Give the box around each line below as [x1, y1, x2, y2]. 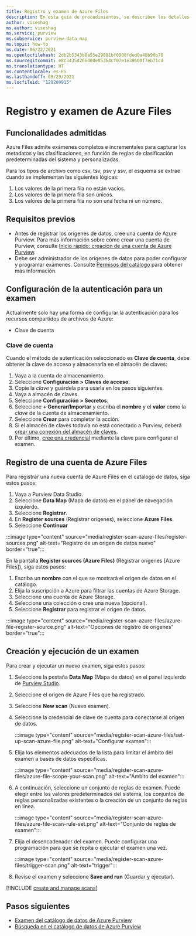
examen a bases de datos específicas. [14, 755, 107, 762]
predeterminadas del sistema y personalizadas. [6, 156, 121, 163]
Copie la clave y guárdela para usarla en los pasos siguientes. [14, 384, 164, 392]
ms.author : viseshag [6, 25, 57, 31]
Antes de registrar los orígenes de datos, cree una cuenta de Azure [14, 230, 177, 237]
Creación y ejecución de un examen [6, 646, 139, 656]
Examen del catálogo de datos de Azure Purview [14, 917, 132, 924]
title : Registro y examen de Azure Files [6, 8, 109, 15]
